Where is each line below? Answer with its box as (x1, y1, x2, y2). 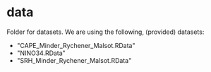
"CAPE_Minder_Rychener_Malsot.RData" (16, 41, 135, 49)
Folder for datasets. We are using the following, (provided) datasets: (6, 28, 205, 36)
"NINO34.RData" (16, 49, 66, 57)
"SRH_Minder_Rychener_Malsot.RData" (16, 56, 132, 64)
